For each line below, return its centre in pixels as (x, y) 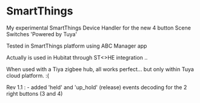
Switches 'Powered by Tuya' (42, 34)
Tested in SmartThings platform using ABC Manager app (77, 46)
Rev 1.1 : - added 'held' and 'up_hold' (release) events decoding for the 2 (97, 87)
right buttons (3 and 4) (35, 93)
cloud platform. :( (28, 75)
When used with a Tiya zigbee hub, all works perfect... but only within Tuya (100, 69)
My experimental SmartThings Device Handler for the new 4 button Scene (98, 28)
